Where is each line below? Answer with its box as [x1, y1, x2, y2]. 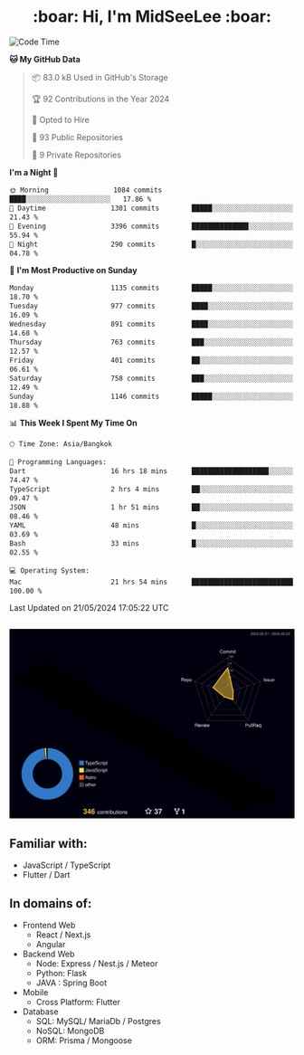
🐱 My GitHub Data [9, 53, 81, 64]
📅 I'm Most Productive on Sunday [9, 264, 138, 275]
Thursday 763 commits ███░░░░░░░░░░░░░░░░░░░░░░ [9, 337, 294, 347]
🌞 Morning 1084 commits [9, 185, 163, 195]
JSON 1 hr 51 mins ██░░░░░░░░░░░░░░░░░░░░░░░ [9, 502, 294, 512]
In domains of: [9, 896, 92, 911]
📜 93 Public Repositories [31, 131, 124, 142]
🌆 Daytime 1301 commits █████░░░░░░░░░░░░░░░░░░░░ [9, 204, 294, 213]
